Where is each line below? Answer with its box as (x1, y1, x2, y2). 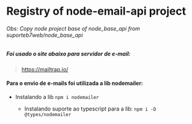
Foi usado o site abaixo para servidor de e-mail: (6, 50, 131, 57)
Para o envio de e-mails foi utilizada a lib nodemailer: (6, 79, 144, 87)
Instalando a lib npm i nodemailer (15, 93, 99, 100)
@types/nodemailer (24, 111, 72, 117)
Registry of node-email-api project (6, 4, 186, 18)
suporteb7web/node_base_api (6, 31, 83, 38)
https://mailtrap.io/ (21, 65, 68, 73)
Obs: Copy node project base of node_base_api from (6, 24, 141, 32)
